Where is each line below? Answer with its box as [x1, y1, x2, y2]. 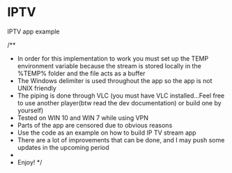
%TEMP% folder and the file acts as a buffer [17, 69, 146, 77]
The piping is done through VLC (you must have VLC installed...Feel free [17, 91, 225, 100]
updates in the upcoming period [17, 143, 109, 151]
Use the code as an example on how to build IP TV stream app [17, 128, 196, 137]
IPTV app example [7, 27, 61, 36]
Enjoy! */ [17, 158, 42, 166]
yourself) [17, 106, 44, 114]
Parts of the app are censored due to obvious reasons [17, 121, 173, 129]
